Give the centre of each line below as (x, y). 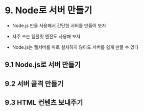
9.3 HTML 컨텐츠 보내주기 (44, 103)
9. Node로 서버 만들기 (49, 10)
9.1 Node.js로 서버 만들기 (43, 65)
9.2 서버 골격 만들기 (34, 84)
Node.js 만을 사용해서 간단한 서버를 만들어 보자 (59, 25)
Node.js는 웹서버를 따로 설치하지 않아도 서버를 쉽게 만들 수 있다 (75, 47)
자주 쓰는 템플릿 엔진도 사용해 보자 (46, 36)
